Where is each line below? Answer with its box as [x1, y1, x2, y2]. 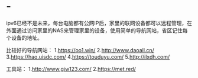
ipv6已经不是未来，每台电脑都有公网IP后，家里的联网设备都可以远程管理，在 [6, 19, 192, 26]
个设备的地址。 [6, 34, 43, 41]
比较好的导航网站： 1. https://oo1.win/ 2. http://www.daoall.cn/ [6, 46, 155, 53]
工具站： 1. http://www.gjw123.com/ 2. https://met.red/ [6, 65, 136, 72]
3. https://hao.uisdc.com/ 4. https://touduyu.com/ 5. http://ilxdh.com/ [6, 53, 170, 60]
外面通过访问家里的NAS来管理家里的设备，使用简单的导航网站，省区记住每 [6, 26, 188, 34]
